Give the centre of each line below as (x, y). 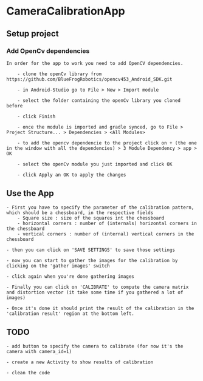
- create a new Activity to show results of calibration (80, 362)
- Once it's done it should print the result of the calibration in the (100, 308)
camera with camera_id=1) (39, 351)
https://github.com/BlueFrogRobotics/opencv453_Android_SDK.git (89, 79)
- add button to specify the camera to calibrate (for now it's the (95, 346)
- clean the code (28, 373)
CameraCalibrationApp (66, 11)
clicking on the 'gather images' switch (58, 266)
